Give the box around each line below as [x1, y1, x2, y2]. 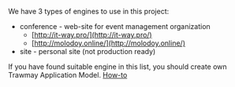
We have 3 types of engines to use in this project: [8, 7, 170, 16]
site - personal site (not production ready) [19, 47, 156, 56]
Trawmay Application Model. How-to [8, 71, 128, 79]
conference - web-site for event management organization [19, 22, 211, 31]
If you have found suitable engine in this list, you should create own [8, 62, 227, 71]
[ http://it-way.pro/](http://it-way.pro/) [31, 31, 152, 39]
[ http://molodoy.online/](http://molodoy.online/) [31, 38, 185, 48]
